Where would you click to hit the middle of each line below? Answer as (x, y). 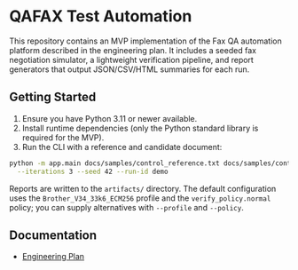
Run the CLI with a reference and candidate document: (122, 147)
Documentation (53, 235)
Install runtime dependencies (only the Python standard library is (140, 128)
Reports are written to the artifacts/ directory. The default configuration (143, 188)
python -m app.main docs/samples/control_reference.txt (114, 163)
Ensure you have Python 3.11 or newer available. (110, 118)
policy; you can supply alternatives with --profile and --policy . (126, 207)
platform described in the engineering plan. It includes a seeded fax (133, 50)
